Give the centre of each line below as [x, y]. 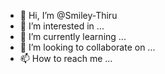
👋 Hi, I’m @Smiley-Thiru [68, 15]
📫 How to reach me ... [66, 58]
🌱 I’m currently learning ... [73, 36]
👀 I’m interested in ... [62, 26]
